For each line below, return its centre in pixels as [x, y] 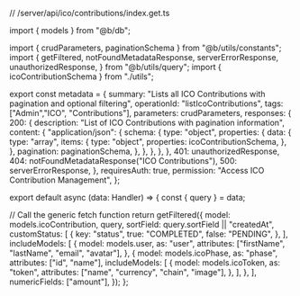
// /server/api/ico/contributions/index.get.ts [90, 13]
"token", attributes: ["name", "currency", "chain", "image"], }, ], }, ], [133, 272]
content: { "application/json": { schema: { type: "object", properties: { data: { [150, 132]
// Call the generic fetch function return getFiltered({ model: [120, 215]
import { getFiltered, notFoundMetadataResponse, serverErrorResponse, [144, 57]
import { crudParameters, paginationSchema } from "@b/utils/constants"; [145, 48]
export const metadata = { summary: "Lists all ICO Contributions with [137, 94]
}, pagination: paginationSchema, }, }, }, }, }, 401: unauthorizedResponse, [145, 151]
